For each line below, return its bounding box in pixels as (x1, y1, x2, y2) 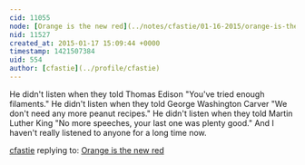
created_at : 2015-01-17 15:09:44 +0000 (9, 38, 161, 48)
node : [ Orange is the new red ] (9, 22, 128, 31)
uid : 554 (9, 55, 43, 64)
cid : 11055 (9, 13, 51, 23)
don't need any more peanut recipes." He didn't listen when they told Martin (9, 108, 293, 119)
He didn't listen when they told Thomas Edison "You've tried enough (9, 88, 265, 100)
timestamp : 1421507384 (9, 47, 95, 56)
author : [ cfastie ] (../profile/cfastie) (9, 64, 161, 73)
